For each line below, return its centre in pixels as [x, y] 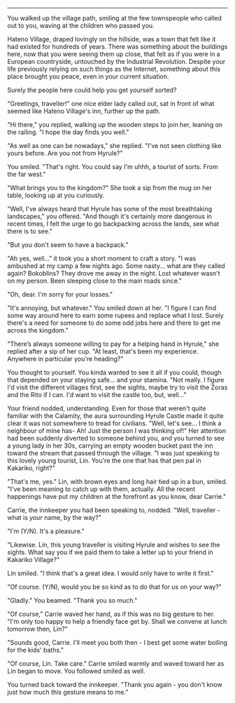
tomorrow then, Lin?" [38, 629]
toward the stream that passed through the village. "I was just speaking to [114, 453]
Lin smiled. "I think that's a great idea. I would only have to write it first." [111, 573]
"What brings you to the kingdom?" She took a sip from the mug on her [109, 188]
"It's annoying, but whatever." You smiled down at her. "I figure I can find [112, 308]
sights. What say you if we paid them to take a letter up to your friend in [110, 552]
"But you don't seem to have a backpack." [68, 245]
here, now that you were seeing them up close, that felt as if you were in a [114, 54]
